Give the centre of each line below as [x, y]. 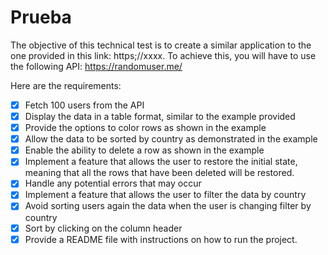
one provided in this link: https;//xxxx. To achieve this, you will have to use [163, 55]
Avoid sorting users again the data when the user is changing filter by [168, 206]
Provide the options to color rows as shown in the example [145, 128]
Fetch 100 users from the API [84, 105]
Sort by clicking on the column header [103, 228]
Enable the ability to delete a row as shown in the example [144, 150]
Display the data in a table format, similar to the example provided [160, 116]
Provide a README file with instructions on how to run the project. [161, 239]
